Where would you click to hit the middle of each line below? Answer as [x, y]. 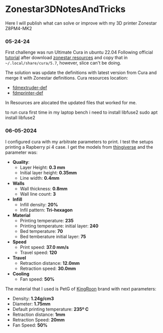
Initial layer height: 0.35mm [48, 173]
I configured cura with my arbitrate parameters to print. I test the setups [79, 142]
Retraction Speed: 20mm [39, 319]
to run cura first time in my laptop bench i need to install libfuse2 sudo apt [81, 112]
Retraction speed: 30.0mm [48, 268]
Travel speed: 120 [38, 252]
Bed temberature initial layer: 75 [53, 236]
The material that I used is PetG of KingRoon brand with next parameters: [81, 288]
